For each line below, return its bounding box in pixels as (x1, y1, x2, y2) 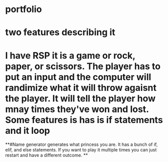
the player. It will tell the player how (5, 92, 156, 104)
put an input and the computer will (5, 71, 151, 83)
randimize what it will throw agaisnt (5, 82, 157, 93)
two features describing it (5, 27, 116, 38)
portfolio (5, 4, 42, 15)
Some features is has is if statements (5, 114, 163, 126)
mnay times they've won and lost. (5, 103, 149, 115)
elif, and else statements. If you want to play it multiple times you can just (5, 147, 157, 153)
